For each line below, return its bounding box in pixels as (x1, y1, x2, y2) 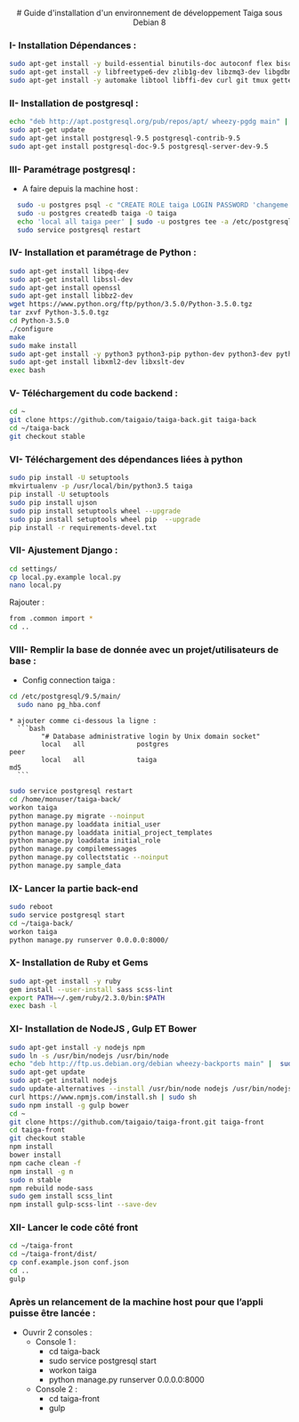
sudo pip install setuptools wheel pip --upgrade (9, 515, 201, 524)
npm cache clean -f (9, 1158, 82, 1167)
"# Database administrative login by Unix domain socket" (41, 732, 261, 742)
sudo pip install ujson (9, 498, 98, 507)
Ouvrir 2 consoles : (21, 1327, 93, 1338)
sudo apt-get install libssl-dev (9, 275, 133, 284)
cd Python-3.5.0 (9, 316, 69, 326)
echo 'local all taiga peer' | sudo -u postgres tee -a (17, 217, 229, 226)
